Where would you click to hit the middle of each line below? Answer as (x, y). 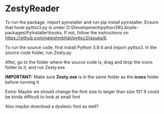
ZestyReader (32, 9)
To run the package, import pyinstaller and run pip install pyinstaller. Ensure (82, 22)
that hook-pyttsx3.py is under (35, 27)
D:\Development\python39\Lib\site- (102, 27)
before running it (22, 82)
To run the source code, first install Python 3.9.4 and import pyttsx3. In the (81, 47)
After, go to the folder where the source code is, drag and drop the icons (79, 62)
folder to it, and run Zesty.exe (35, 67)
